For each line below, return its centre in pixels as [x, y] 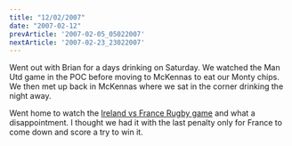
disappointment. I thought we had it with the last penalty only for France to [146, 123]
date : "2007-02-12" [45, 26]
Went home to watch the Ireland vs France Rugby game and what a [132, 113]
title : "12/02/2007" [48, 17]
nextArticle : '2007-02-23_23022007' [77, 42]
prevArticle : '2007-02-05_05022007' [77, 34]
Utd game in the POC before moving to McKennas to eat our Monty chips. [145, 77]
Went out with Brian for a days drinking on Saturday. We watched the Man [145, 68]
